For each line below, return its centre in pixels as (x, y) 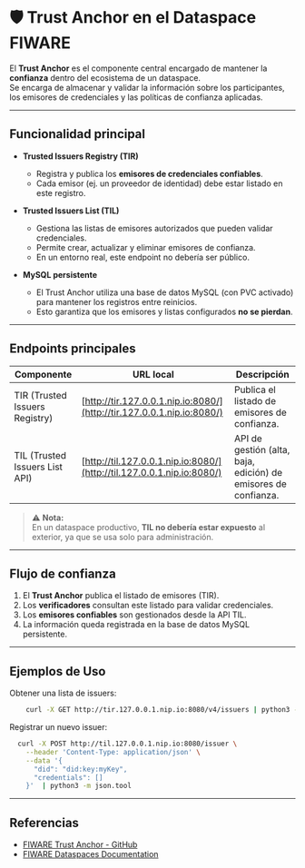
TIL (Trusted (40, 455)
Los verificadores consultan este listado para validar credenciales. (148, 606)
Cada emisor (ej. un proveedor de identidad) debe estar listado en (159, 183)
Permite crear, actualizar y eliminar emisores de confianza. (146, 247)
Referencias (44, 823)
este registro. (61, 192)
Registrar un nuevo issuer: (59, 727)
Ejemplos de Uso (58, 671)
